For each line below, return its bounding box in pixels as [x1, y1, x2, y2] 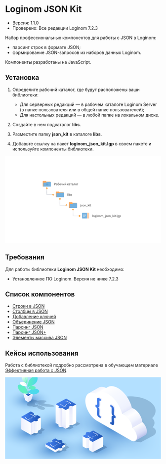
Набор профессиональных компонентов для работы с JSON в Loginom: [5, 35, 157, 41]
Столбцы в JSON [12, 308, 48, 315]
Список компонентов [5, 290, 75, 298]
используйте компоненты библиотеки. [12, 146, 94, 152]
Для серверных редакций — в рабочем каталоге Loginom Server [19, 101, 157, 107]
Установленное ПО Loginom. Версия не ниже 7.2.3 [12, 276, 119, 281]
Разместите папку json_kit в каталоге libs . [12, 131, 102, 137]
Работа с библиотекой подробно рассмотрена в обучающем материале [5, 362, 158, 368]
